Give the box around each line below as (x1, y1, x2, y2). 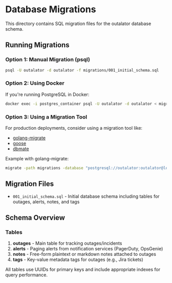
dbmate (12, 146, 29, 152)
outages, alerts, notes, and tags (12, 198, 80, 205)
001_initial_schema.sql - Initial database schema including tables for (12, 193, 160, 199)
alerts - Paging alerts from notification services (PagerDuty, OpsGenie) (12, 246, 163, 252)
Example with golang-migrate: (5, 155, 69, 161)
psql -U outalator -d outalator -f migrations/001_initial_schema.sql (5, 67, 159, 73)
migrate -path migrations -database (5, 165, 83, 171)
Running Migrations (5, 41, 70, 50)
